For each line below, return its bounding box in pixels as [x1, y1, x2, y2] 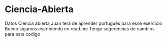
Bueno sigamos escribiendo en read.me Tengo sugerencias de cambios [5, 25, 155, 31]
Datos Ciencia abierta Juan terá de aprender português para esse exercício [5, 20, 162, 26]
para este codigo [5, 31, 41, 37]
